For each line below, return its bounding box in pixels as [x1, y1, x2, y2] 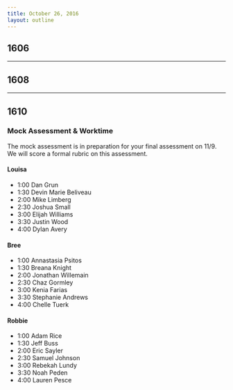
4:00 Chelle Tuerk [17, 300, 69, 309]
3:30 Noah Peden [17, 368, 68, 377]
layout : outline [7, 17, 54, 24]
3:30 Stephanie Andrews [17, 293, 89, 302]
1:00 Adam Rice [17, 332, 62, 340]
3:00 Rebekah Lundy [17, 362, 78, 370]
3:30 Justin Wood [17, 218, 69, 226]
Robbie [7, 316, 28, 325]
